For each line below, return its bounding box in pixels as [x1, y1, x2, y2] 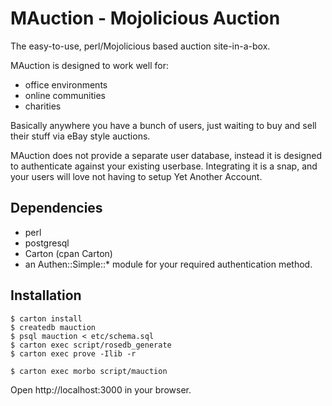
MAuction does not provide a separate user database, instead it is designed [10, 149, 323, 161]
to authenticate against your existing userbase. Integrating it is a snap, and [10, 160, 318, 172]
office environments [24, 78, 108, 91]
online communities [24, 89, 106, 101]
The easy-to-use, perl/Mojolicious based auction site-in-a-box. [10, 40, 271, 52]
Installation [10, 287, 82, 304]
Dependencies [10, 200, 103, 217]
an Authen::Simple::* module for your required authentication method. [24, 258, 313, 270]
